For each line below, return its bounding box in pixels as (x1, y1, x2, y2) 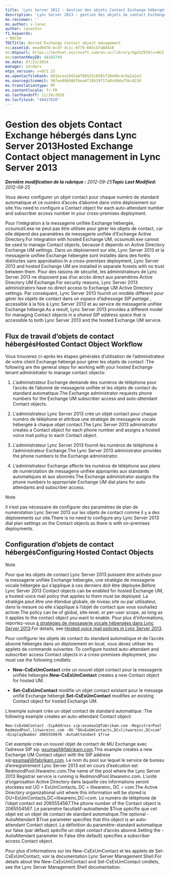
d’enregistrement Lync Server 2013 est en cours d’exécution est (5, 762, 138, 768)
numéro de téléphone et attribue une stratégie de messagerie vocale (12, 416, 156, 422)
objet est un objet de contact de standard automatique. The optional (5, 811, 146, 817)
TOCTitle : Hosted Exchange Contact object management (5, 41, 121, 46)
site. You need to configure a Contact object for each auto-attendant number (5, 205, 164, 211)
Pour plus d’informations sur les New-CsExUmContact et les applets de (5, 848, 154, 854)
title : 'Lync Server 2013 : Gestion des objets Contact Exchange (5, 7, 146, 13)
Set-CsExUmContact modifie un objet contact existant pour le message (12, 687, 163, 693)
